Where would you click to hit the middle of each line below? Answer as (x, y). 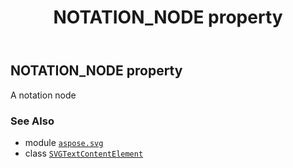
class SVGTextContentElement (84, 153)
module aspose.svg (64, 142)
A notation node (43, 95)
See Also (32, 121)
